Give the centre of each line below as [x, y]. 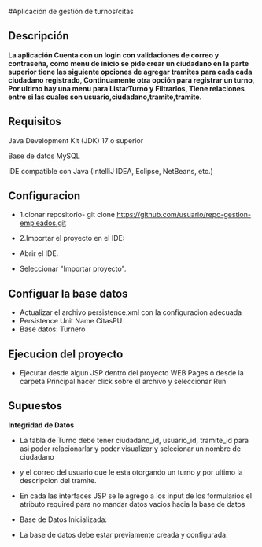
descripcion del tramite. [58, 480]
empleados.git [43, 223]
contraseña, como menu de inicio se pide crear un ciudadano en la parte [129, 63]
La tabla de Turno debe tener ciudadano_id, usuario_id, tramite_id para [134, 440]
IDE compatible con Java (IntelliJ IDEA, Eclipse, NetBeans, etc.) [111, 171]
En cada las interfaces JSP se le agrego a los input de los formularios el [136, 496]
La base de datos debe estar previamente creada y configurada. [124, 534]
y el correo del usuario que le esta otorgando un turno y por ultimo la [131, 472]
